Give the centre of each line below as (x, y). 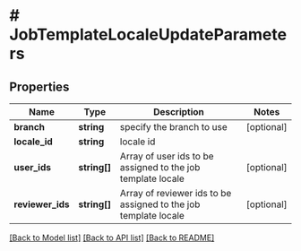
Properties (39, 87)
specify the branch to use (174, 127)
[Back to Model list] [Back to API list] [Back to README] (112, 238)
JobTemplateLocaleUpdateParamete (148, 35)
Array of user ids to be (167, 156)
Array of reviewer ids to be (176, 193)
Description (179, 112)
